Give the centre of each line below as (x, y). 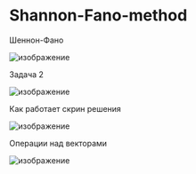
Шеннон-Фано (37, 40)
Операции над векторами (58, 143)
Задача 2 (27, 74)
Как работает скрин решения (65, 108)
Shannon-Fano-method (98, 16)
